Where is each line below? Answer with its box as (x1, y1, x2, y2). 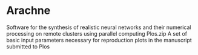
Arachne (6, 4, 51, 18)
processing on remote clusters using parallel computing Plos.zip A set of (6, 30, 188, 37)
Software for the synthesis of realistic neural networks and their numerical (6, 24, 192, 31)
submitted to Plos (6, 43, 50, 50)
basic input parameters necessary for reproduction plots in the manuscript (6, 36, 192, 44)
